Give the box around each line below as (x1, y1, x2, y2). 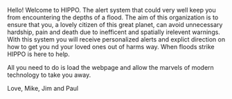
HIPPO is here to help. (7, 50, 71, 58)
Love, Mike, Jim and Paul (7, 84, 79, 92)
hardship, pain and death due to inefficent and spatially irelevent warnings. (7, 28, 220, 36)
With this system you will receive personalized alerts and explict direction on (7, 35, 226, 44)
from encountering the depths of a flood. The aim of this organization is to (7, 13, 219, 21)
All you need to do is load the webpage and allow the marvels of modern (7, 64, 215, 71)
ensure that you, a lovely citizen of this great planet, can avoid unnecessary (7, 21, 223, 28)
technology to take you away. (7, 71, 91, 79)
